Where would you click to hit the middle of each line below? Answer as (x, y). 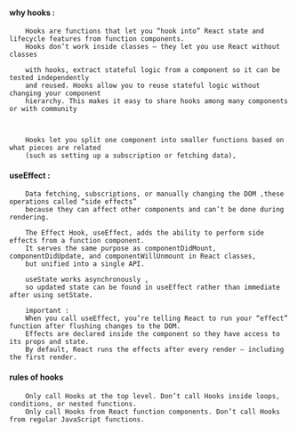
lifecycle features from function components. (97, 39)
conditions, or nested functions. (73, 404)
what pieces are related (55, 148)
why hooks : (32, 12)
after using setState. (51, 295)
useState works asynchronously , (87, 280)
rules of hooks (36, 377)
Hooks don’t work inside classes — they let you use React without (153, 47)
